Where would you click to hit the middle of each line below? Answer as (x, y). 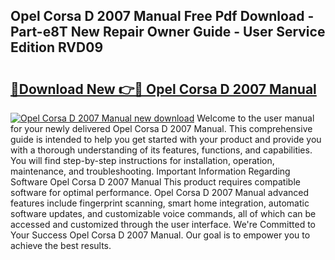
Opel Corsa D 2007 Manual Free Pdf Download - (162, 16)
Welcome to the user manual (255, 118)
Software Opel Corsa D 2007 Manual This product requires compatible (155, 182)
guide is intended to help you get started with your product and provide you (166, 139)
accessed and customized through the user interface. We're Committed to (163, 224)
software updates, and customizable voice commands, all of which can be (163, 213)
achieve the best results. (61, 245)
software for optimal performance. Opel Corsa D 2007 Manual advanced (159, 192)
